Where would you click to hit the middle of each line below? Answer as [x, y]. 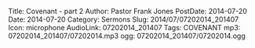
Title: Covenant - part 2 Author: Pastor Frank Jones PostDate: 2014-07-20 [127, 11]
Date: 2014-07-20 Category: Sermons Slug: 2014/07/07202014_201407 [124, 19]
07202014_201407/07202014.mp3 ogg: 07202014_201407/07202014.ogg [127, 36]
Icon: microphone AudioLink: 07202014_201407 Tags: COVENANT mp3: [124, 27]
